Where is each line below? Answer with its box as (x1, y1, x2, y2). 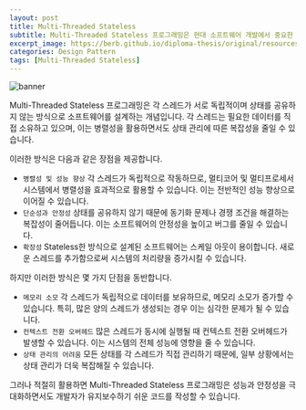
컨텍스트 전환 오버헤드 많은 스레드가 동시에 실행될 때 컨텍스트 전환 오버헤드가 (22, 326, 289, 336)
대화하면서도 (9, 391, 55, 402)
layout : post (9, 13, 59, 23)
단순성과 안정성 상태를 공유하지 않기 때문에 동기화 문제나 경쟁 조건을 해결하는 (22, 207, 290, 217)
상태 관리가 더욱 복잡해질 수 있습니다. (22, 360, 155, 371)
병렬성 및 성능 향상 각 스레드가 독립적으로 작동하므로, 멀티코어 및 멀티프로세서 (22, 173, 294, 184)
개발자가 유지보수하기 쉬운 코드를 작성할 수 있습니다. (56, 391, 241, 402)
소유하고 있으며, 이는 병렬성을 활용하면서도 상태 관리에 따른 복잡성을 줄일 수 (18, 122, 287, 133)
